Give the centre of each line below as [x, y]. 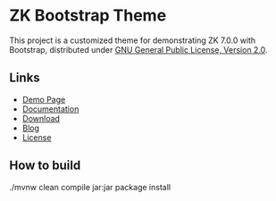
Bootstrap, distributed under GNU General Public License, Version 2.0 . [138, 49]
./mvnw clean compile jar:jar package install [90, 187]
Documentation [50, 109]
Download [41, 118]
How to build [45, 166]
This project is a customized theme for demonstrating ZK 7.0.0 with [133, 40]
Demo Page [44, 99]
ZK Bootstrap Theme [88, 16]
